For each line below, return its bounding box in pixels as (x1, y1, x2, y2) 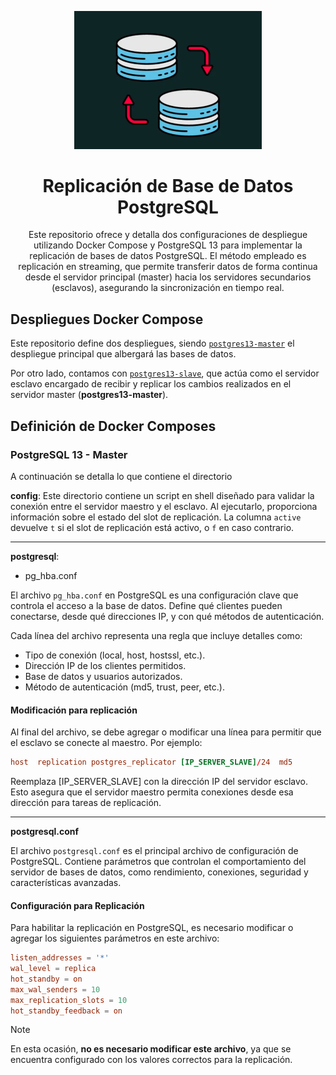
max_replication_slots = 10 (10, 995, 128, 1005)
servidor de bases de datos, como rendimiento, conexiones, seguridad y (10, 866, 309, 878)
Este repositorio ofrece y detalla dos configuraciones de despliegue (28, 229, 308, 241)
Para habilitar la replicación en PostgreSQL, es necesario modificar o (10, 922, 294, 934)
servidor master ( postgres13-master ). (10, 389, 169, 401)
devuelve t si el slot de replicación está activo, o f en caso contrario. (10, 521, 295, 533)
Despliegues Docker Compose (10, 311, 204, 328)
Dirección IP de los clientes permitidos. (24, 659, 187, 671)
